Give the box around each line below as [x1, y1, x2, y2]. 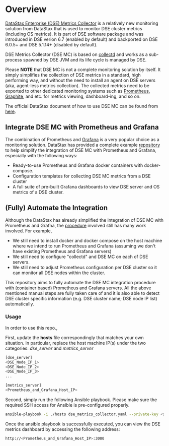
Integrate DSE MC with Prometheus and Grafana [5, 123, 159, 132]
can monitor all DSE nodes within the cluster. [12, 270, 106, 276]
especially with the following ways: [5, 152, 77, 158]
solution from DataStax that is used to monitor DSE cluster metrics [5, 25, 142, 31]
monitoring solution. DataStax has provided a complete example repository [5, 142, 160, 148]
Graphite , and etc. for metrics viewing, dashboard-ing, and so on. [5, 93, 141, 99]
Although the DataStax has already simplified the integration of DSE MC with [5, 217, 164, 223]
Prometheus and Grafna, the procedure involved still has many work [5, 222, 146, 228]
